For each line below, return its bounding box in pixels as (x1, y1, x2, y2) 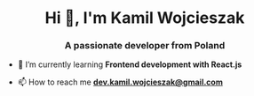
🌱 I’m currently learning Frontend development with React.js (17, 59, 242, 70)
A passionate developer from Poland (64, 40, 226, 52)
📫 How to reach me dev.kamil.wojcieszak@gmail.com (17, 77, 224, 87)
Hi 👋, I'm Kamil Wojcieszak (44, 8, 245, 28)
